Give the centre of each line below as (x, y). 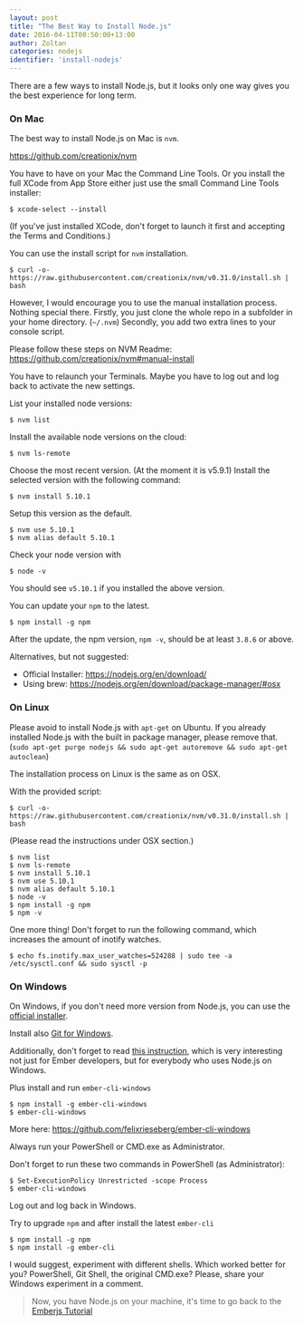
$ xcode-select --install (58, 209)
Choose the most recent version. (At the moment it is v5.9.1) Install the (140, 470)
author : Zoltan (38, 43)
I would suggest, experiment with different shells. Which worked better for (148, 1264)
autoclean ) (29, 756)
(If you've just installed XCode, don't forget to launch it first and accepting (147, 227)
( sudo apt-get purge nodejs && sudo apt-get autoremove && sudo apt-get (148, 746)
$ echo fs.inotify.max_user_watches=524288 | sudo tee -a (121, 956)
